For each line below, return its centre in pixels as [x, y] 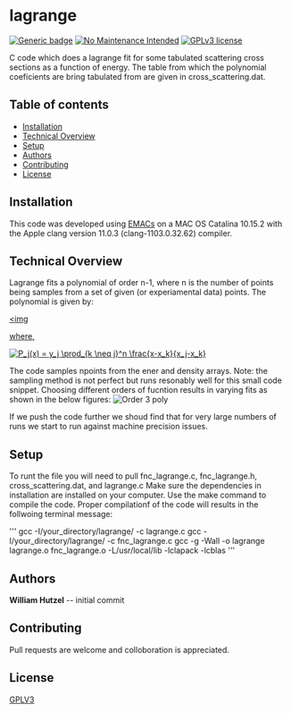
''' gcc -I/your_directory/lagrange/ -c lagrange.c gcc [105, 531]
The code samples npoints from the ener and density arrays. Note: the [138, 371]
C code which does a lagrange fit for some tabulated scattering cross [137, 57]
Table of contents [59, 105]
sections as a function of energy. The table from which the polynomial [138, 67]
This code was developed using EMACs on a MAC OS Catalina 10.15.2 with [146, 224]
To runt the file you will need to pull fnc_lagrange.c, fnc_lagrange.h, [133, 476]
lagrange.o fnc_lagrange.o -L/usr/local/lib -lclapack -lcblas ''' [122, 550]
